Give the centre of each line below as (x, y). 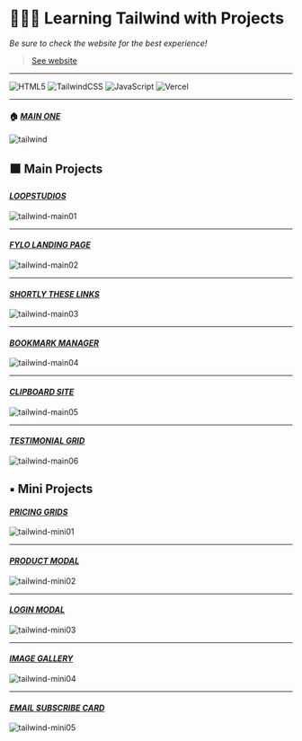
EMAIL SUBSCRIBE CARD (57, 708)
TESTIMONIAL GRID (47, 441)
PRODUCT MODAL (44, 560)
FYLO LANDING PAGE (50, 245)
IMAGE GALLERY (41, 658)
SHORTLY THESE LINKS (55, 294)
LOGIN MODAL (37, 610)
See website (54, 60)
